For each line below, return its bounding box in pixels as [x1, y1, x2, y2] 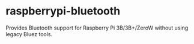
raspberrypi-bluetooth [5, 4, 121, 18]
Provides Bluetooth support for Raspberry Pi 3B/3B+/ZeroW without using [5, 24, 189, 31]
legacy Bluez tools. [5, 30, 53, 37]
